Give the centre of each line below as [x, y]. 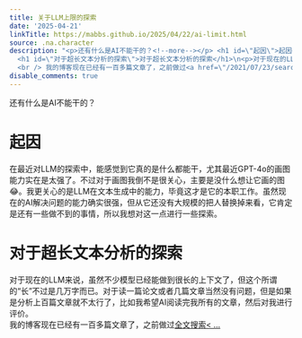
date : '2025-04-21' [46, 26]
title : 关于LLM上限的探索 [53, 17]
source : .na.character [52, 43]
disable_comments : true [54, 76]
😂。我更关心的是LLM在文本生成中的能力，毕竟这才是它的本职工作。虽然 [144, 191]
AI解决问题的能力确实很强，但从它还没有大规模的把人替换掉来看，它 [151, 202]
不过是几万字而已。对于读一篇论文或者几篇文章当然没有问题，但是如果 [162, 290]
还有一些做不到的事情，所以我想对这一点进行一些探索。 [119, 213]
